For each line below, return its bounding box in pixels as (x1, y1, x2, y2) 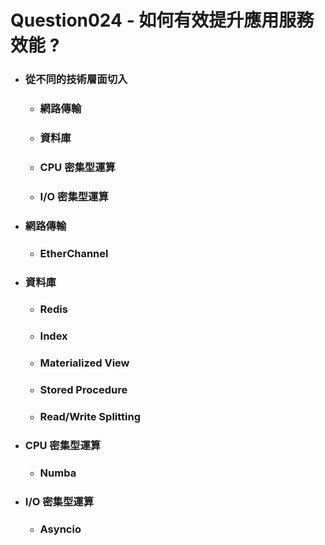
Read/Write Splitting (39, 410, 142, 424)
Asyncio (39, 522, 82, 536)
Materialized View (39, 356, 130, 370)
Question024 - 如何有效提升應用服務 (10, 9, 315, 32)
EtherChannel (39, 246, 109, 260)
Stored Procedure (39, 383, 128, 397)
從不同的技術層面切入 (24, 72, 128, 86)
